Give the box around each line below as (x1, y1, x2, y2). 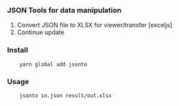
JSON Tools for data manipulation (7, 5, 122, 15)
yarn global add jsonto (19, 61, 88, 68)
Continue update (16, 28, 65, 36)
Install (7, 45, 29, 55)
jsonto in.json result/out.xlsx (19, 92, 112, 99)
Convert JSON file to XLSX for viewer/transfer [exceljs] (16, 21, 173, 29)
